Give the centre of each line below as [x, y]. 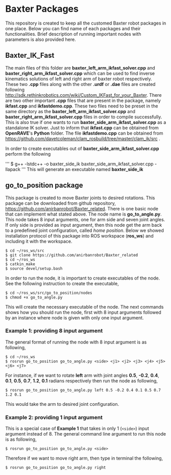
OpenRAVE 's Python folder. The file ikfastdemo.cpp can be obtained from [84, 133]
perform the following [28, 154]
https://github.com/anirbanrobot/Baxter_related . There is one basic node [82, 208]
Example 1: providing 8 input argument [54, 331]
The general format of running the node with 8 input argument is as [76, 342]
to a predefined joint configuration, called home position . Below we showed [85, 230]
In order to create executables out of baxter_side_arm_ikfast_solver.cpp [82, 148]
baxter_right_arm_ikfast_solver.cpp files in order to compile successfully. [84, 117]
